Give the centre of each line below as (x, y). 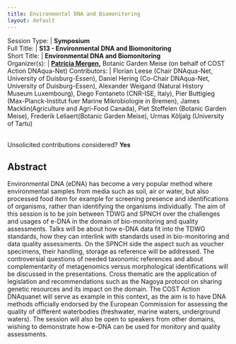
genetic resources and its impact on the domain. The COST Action (104, 289)
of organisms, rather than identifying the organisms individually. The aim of (117, 207)
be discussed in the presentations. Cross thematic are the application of (112, 274)
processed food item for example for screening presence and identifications (118, 199)
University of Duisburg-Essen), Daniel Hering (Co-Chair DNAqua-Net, (109, 78)
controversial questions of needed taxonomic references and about (105, 259)
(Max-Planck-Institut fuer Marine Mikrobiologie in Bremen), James (104, 101)
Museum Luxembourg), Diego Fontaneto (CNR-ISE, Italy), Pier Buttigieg (111, 93)
